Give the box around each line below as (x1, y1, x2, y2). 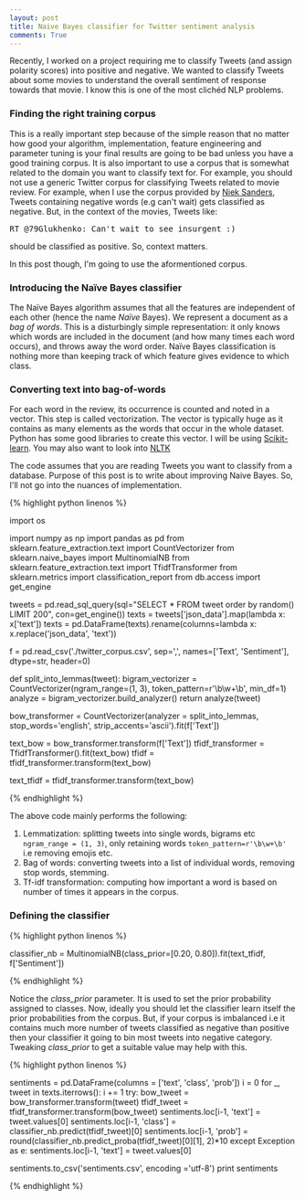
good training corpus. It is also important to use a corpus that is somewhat (9, 157, 289, 168)
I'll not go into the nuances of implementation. (9, 480, 183, 491)
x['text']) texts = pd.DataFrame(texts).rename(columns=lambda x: (9, 619, 258, 630)
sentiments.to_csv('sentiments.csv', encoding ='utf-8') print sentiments (9, 1163, 279, 1173)
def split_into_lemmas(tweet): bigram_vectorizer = (9, 674, 198, 685)
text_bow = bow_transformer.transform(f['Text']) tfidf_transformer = (9, 738, 265, 749)
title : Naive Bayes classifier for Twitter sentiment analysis (9, 22, 256, 31)
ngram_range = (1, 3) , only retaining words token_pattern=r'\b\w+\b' (22, 838, 287, 849)
